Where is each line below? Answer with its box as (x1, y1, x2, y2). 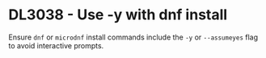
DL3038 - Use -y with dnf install (8, 6, 228, 24)
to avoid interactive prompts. (8, 40, 104, 50)
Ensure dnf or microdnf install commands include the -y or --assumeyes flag (8, 32, 259, 42)
